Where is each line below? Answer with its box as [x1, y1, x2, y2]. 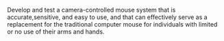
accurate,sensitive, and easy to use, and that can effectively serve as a [7, 13, 208, 21]
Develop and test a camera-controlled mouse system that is [7, 6, 176, 14]
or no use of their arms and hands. [7, 27, 105, 36]
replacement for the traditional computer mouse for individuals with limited [7, 20, 218, 28]
